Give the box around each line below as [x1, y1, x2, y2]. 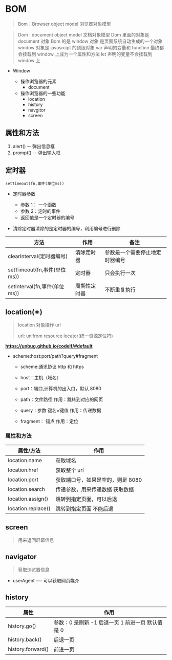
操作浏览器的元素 [20, 78, 57, 84]
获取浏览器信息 [17, 566, 50, 573]
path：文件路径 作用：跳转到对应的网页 [20, 396, 103, 402]
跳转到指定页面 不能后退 [55, 505, 114, 512]
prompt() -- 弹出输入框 [12, 150, 61, 156]
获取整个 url [55, 466, 84, 473]
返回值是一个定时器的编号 [20, 214, 75, 221]
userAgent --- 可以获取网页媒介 [12, 578, 79, 584]
